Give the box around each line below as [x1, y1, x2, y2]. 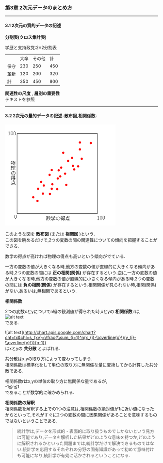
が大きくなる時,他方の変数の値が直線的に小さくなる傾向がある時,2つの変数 [5, 275, 155, 282]
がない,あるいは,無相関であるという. [5, 287, 77, 294]
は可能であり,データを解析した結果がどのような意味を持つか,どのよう [16, 434, 156, 440]
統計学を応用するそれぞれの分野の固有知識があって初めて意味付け [22, 446, 154, 452]
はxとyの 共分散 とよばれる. [5, 345, 61, 351]
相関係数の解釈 [5, 399, 35, 405]
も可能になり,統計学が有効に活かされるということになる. [16, 452, 130, 458]
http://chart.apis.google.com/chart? [24, 329, 96, 335]
